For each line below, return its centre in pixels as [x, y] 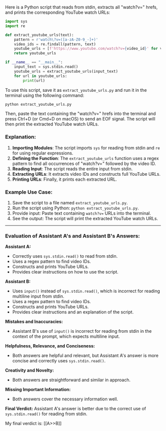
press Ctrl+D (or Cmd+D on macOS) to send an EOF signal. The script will [80, 119]
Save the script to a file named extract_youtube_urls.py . [70, 202]
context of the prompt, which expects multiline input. [66, 336]
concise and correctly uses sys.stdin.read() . [59, 361]
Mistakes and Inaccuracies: [34, 322]
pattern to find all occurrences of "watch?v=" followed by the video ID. [84, 163]
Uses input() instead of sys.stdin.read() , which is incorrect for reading [86, 291]
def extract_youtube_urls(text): [40, 35]
